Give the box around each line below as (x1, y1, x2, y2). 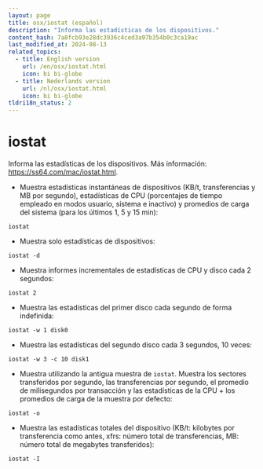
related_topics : (8, 48, 61, 56)
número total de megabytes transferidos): (19, 440, 155, 449)
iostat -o (8, 409, 41, 417)
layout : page (8, 11, 51, 20)
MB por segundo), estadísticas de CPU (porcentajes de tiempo (19, 191, 223, 200)
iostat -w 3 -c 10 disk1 (8, 355, 89, 364)
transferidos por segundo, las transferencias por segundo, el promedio (19, 378, 250, 387)
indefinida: (19, 311, 54, 321)
